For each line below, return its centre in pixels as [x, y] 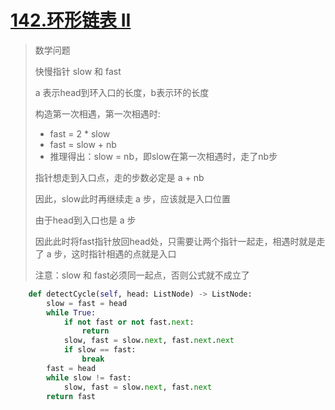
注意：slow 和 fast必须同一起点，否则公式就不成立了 [142, 275]
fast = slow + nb [83, 144]
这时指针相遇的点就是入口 [124, 253]
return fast [71, 396]
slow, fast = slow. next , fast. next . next [149, 341]
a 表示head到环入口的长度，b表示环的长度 [122, 92]
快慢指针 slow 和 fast [78, 71]
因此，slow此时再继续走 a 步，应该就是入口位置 [132, 198]
